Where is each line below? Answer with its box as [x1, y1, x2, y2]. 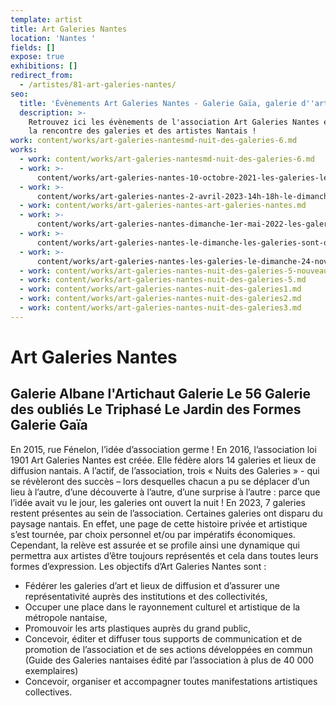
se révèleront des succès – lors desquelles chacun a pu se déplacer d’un [10, 475, 310, 487]
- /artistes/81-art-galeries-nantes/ [19, 80, 177, 90]
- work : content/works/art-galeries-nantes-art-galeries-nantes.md [19, 201, 307, 211]
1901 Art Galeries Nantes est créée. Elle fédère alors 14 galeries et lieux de [10, 454, 317, 466]
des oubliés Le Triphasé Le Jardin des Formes [10, 401, 302, 418]
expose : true [10, 52, 65, 62]
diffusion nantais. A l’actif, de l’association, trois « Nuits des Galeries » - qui [10, 464, 320, 476]
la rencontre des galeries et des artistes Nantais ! [28, 126, 257, 136]
